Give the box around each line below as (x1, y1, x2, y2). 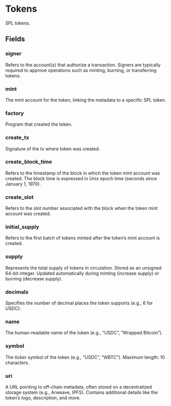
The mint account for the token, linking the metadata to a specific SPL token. (5, 97, 166, 103)
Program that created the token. (5, 121, 72, 128)
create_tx (5, 134, 30, 141)
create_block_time (5, 158, 52, 165)
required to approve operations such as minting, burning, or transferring (5, 67, 157, 73)
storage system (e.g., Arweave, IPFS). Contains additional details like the (5, 389, 158, 395)
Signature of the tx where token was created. (5, 146, 101, 152)
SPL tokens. (5, 20, 31, 26)
